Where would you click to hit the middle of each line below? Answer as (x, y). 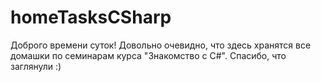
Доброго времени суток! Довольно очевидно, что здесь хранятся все (161, 45)
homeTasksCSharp (91, 17)
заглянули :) (36, 66)
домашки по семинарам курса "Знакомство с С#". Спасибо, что (148, 55)
